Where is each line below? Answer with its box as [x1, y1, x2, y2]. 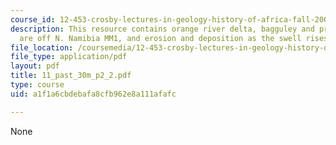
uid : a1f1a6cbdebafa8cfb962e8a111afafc [10, 89, 177, 99]
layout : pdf [10, 61, 60, 71]
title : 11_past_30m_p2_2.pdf [10, 71, 132, 81]
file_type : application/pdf [10, 52, 128, 62]
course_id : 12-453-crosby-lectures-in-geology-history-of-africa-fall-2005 [10, 14, 333, 25]
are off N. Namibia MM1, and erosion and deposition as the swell [19, 33, 302, 43]
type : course [10, 80, 65, 90]
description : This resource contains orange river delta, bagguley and [10, 24, 315, 34]
